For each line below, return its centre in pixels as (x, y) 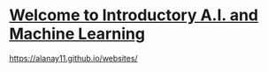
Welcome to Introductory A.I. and (134, 15)
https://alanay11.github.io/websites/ (74, 58)
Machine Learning (77, 34)
